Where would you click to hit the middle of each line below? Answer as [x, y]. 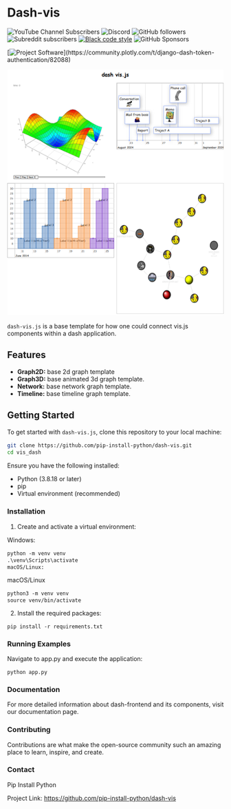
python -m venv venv [37, 553]
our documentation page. [43, 712]
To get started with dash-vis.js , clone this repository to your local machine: [114, 432]
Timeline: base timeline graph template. [74, 393]
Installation [26, 512]
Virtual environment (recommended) [68, 494]
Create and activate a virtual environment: [76, 526]
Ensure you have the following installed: [64, 465]
